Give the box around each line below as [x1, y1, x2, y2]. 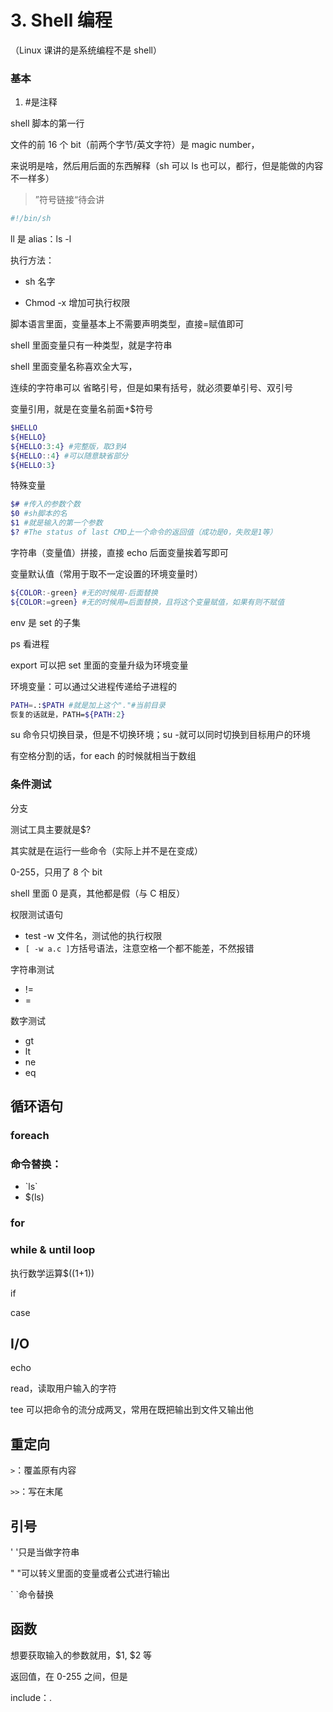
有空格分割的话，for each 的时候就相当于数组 [10, 750, 197, 762]
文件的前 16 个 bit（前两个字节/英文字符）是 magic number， [10, 139, 260, 151]
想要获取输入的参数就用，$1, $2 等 [10, 1649, 153, 1661]
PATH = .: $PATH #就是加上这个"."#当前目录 [10, 700, 166, 710]
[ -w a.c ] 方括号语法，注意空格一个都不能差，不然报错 [24, 942, 255, 954]
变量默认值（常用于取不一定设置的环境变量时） [10, 567, 203, 580]
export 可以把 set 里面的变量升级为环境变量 [10, 659, 189, 671]
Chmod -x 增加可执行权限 [24, 297, 131, 309]
